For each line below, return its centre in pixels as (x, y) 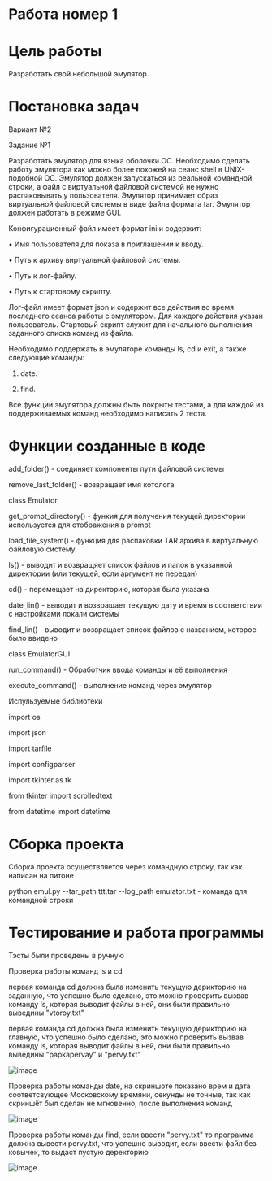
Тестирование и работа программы (136, 933)
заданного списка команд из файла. (71, 333)
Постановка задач (74, 107)
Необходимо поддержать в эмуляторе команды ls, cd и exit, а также (127, 349)
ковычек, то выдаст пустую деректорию (78, 1152)
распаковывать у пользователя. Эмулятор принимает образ (113, 195)
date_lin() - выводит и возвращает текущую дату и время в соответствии (135, 605)
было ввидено (33, 638)
